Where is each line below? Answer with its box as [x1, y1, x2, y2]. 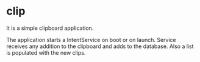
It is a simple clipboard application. [6, 24, 94, 32]
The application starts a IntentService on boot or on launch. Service [6, 36, 176, 43]
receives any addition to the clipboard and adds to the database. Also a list [6, 43, 194, 50]
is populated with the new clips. [6, 49, 86, 56]
